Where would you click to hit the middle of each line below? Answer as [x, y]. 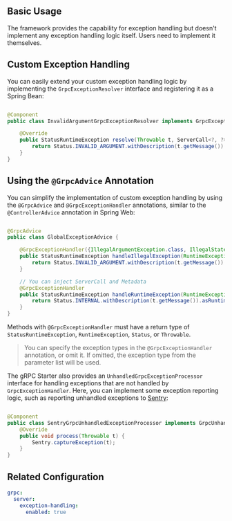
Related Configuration [56, 477]
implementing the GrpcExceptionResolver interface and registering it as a [110, 89]
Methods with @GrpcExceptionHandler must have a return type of [98, 327]
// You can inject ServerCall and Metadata [83, 282]
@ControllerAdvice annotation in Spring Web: [71, 212]
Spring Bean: [26, 95]
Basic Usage [35, 11]
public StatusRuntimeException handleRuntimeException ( [102, 294]
